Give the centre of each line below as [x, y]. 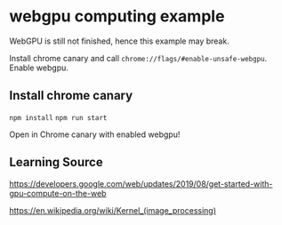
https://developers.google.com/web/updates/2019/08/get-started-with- [141, 183]
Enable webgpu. [39, 68]
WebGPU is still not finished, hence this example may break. [119, 41]
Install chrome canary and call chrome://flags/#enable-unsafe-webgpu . [138, 58]
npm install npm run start [58, 117]
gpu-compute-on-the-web [58, 193]
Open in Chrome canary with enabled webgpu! [95, 134]
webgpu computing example [117, 16]
